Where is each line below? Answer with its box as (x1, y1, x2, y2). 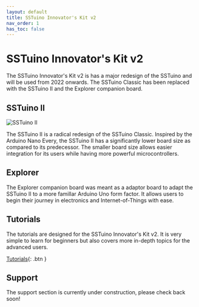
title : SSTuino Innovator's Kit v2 (6, 15, 96, 21)
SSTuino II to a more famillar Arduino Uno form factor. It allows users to (6, 190, 184, 198)
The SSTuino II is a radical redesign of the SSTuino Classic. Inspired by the (6, 131, 192, 137)
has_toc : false (6, 26, 45, 32)
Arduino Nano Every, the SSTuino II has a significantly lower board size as (6, 137, 191, 144)
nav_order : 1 (6, 20, 39, 26)
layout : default (6, 9, 47, 15)
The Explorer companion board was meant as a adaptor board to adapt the (6, 184, 193, 191)
